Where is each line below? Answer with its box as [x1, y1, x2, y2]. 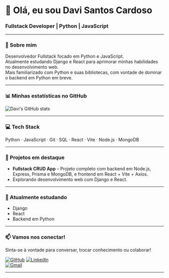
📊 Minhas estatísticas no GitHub [5, 92, 87, 99]
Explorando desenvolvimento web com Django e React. [12, 176, 127, 182]
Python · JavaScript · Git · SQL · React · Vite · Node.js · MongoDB [5, 136, 139, 143]
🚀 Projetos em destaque [5, 154, 65, 161]
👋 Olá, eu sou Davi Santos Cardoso [5, 5, 152, 16]
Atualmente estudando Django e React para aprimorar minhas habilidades [5, 58, 158, 65]
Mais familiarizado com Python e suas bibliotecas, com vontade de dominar [5, 69, 162, 75]
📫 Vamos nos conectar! [5, 234, 65, 241]
